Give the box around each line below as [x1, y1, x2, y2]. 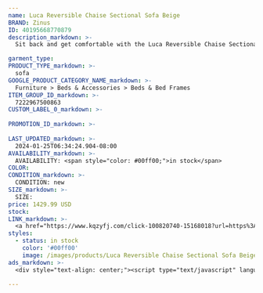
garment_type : [8, 55, 55, 63]
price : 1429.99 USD [8, 201, 72, 208]
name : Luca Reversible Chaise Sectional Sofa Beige [8, 11, 180, 20]
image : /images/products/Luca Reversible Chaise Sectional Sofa [22, 251, 236, 259]
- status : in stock [15, 237, 79, 245]
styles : [8, 230, 34, 237]
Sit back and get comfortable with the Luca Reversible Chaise [15, 41, 225, 49]
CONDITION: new [15, 179, 65, 186]
